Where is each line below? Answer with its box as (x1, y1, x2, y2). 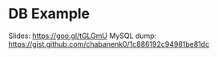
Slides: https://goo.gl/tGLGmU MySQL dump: (8, 31, 157, 40)
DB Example (8, 5, 91, 23)
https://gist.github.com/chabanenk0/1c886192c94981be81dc (8, 39, 210, 48)
